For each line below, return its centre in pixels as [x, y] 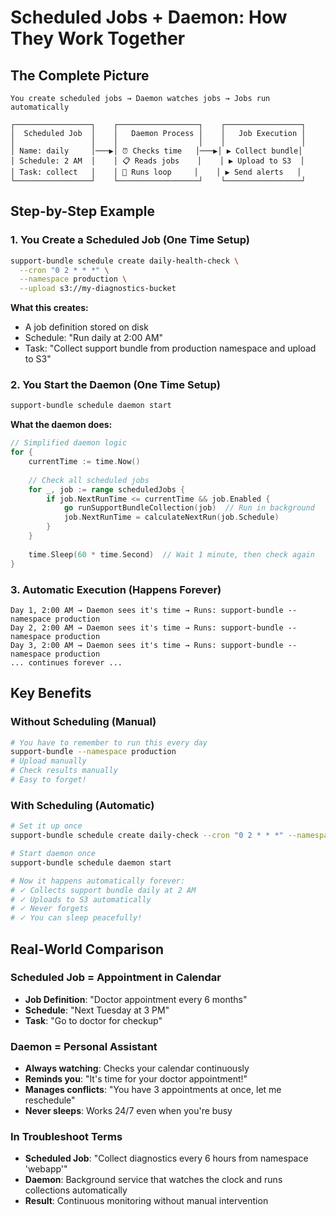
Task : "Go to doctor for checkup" [93, 1020]
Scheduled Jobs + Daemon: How [149, 17]
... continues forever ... [66, 662]
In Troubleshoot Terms [66, 1137]
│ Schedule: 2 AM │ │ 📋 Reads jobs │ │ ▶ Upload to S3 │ [157, 161]
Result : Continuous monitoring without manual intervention [146, 1201]
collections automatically [76, 1190]
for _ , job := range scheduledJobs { [107, 489]
